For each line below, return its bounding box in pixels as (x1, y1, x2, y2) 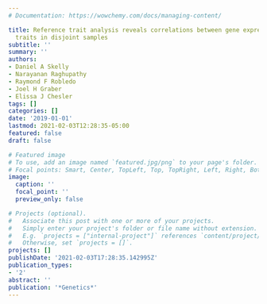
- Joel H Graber (8, 85, 62, 93)
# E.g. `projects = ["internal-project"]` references (8, 232, 197, 240)
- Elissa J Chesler (8, 92, 73, 100)
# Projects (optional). (8, 210, 87, 217)
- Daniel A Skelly (8, 63, 69, 71)
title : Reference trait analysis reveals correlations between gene (8, 25, 240, 34)
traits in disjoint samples (15, 33, 109, 41)
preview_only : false (15, 195, 83, 203)
